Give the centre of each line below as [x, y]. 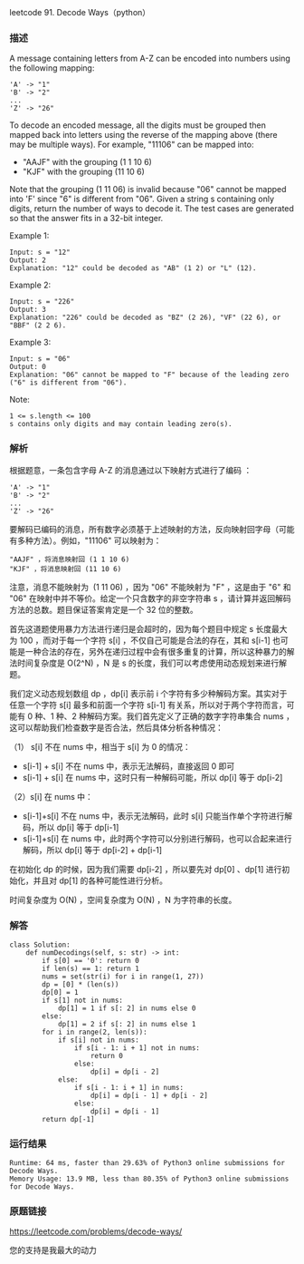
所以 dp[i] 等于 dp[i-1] [79, 827]
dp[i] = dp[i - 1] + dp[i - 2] [149, 1095]
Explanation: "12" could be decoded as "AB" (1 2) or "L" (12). [133, 268]
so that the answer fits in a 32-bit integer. [86, 219]
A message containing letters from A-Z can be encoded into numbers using [150, 58]
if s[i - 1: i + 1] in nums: [128, 1087]
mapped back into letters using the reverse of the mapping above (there [143, 135]
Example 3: [30, 343]
